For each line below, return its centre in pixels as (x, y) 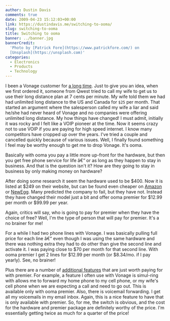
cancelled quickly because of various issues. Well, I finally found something (84, 140)
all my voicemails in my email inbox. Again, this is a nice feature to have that (84, 297)
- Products (21, 67)
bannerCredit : (20, 43)
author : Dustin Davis (28, 10)
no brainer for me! (24, 223)
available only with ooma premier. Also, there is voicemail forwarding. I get (83, 292)
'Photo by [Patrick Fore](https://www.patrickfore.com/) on (75, 48)
